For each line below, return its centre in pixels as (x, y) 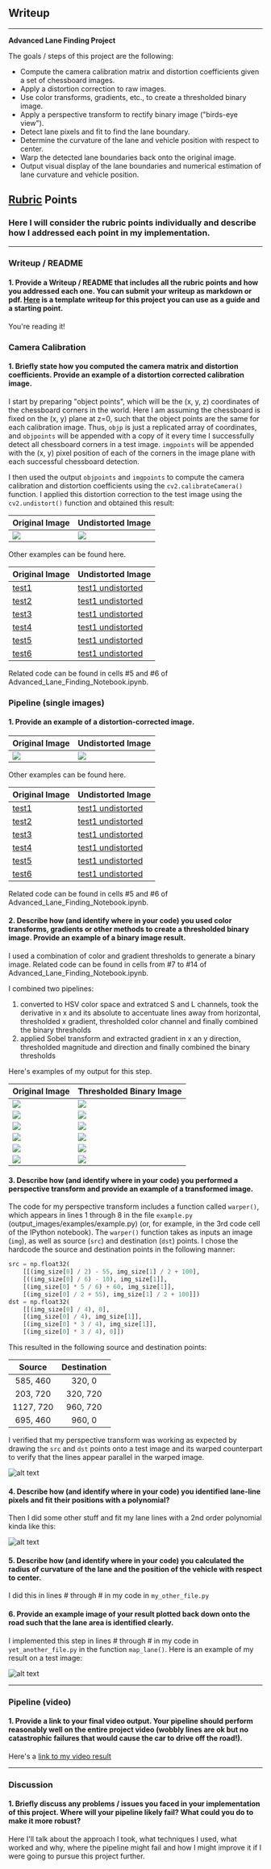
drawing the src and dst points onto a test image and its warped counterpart (135, 1449)
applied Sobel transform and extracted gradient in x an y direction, (130, 1039)
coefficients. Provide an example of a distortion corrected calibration (126, 375)
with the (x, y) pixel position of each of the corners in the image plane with (132, 453)
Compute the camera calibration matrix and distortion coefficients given (140, 71)
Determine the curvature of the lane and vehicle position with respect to (140, 140)
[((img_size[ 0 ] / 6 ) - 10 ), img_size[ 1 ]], (95, 1279)
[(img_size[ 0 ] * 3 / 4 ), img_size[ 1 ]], (90, 1324)
